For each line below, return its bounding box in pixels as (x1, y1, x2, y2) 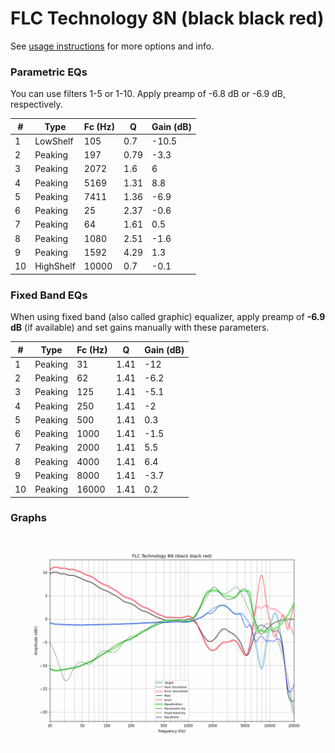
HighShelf (34, 260, 76, 272)
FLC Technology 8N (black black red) (10, 7, 325, 30)
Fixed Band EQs (10, 288, 88, 302)
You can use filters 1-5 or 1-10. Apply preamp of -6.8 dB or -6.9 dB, (10, 88, 286, 100)
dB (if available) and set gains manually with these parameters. (10, 322, 270, 334)
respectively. (10, 98, 63, 111)
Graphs (10, 511, 47, 525)
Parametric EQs (10, 65, 88, 79)
